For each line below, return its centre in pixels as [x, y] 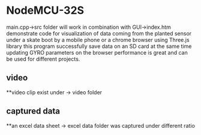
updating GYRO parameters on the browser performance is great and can [97, 52]
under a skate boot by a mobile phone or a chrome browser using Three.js [98, 40]
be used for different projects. [43, 59]
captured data [33, 111]
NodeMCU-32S [45, 10]
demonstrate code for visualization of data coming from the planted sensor [99, 33]
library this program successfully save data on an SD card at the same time [99, 46]
